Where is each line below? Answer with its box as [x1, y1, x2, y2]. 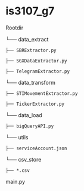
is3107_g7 [5, 4, 55, 18]
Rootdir [5, 24, 24, 31]
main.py [5, 178, 25, 185]
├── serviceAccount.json [5, 145, 67, 151]
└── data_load [5, 111, 42, 118]
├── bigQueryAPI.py [5, 123, 54, 129]
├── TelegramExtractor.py [5, 68, 70, 74]
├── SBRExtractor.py [5, 47, 57, 53]
